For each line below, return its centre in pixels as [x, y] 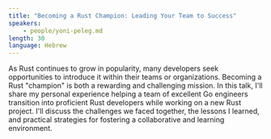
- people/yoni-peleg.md [63, 31]
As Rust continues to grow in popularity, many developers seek [114, 68]
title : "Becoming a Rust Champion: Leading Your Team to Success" [123, 16]
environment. [30, 129]
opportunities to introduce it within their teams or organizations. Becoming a [135, 77]
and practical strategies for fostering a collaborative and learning [116, 120]
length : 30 [27, 38]
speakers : [25, 23]
